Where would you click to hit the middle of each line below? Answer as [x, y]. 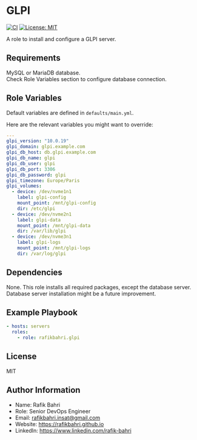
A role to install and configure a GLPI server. [61, 39]
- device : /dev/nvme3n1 [42, 237]
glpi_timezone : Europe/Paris [43, 180]
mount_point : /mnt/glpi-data [54, 225]
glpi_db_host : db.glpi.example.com [51, 153]
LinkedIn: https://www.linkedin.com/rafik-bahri [73, 430]
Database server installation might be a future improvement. [81, 294]
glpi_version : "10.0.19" [38, 141]
